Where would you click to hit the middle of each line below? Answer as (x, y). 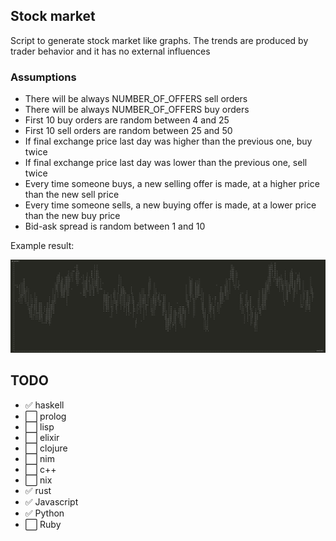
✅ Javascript (51, 501)
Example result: (42, 246)
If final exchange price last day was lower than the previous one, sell (166, 163)
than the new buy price (72, 216)
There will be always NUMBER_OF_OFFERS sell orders (136, 99)
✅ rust (38, 490)
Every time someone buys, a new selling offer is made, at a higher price (172, 184)
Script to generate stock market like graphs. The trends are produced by (159, 40)
